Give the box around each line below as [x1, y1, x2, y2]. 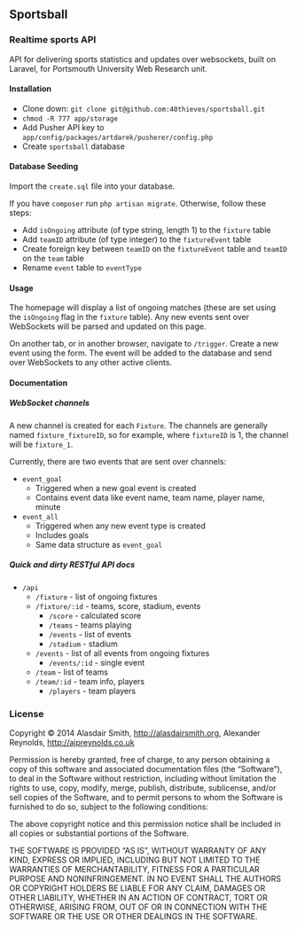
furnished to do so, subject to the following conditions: [9, 801, 208, 812]
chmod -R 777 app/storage [21, 114, 118, 123]
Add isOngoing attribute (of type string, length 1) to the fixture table [21, 225, 271, 236]
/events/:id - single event [48, 657, 145, 667]
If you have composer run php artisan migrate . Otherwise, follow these [9, 199, 267, 209]
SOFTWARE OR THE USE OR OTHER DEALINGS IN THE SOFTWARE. [9, 911, 258, 922]
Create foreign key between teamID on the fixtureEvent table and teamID [21, 244, 288, 254]
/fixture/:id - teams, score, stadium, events [35, 600, 201, 611]
